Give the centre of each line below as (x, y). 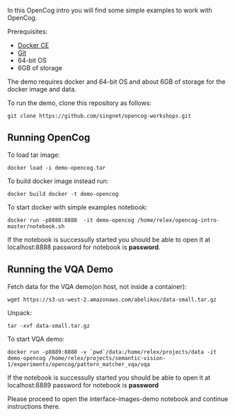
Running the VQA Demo (60, 269)
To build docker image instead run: (58, 181)
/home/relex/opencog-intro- (178, 220)
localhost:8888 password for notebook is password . (84, 247)
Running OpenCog (49, 138)
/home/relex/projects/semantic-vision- (107, 358)
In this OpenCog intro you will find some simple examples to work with (110, 10)
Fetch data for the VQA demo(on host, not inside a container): (97, 286)
